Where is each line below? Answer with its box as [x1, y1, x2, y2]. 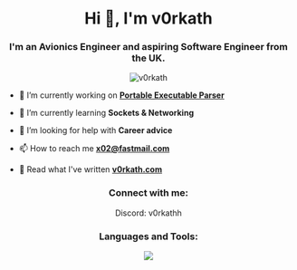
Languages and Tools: [99, 230, 198, 243]
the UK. [131, 52, 166, 64]
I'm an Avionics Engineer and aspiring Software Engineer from [8, 41, 289, 53]
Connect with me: [108, 187, 189, 199]
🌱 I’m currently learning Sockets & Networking [18, 108, 194, 119]
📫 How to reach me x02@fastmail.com [18, 143, 170, 154]
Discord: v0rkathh [115, 207, 182, 218]
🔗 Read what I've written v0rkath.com [18, 164, 162, 175]
